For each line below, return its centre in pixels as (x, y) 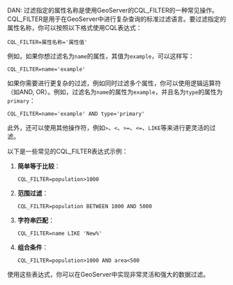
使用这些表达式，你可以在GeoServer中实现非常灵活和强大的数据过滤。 (108, 274)
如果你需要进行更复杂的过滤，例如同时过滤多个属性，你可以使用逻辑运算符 (114, 83)
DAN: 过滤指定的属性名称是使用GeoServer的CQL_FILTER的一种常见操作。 (113, 10)
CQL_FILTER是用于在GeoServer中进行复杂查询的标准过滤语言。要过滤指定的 (117, 19)
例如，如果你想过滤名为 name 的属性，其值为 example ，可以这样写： (101, 56)
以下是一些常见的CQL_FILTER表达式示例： (68, 151)
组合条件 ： (33, 247)
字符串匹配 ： (36, 220)
